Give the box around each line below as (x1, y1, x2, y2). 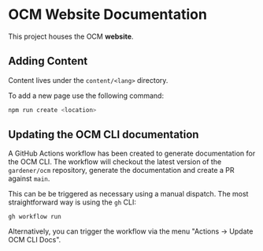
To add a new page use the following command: (8, 91, 164, 100)
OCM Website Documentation (8, 6, 207, 24)
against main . (8, 174, 50, 183)
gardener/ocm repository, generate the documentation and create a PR (8, 166, 235, 175)
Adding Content (8, 54, 88, 68)
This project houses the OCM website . (8, 32, 134, 41)
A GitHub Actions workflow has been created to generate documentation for (8, 148, 256, 159)
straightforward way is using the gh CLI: (8, 197, 136, 207)
